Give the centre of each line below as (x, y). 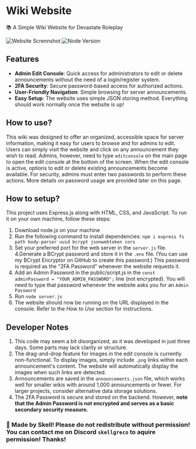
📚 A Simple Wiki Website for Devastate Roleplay (64, 27)
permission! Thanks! (36, 440)
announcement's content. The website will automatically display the (96, 366)
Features (23, 59)
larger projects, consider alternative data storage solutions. (86, 391)
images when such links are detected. (60, 372)
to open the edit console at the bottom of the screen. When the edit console (97, 161)
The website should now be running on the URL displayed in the (92, 303)
